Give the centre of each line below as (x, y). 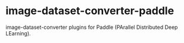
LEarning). (18, 33)
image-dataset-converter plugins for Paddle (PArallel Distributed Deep (92, 27)
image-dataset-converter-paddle (90, 11)
